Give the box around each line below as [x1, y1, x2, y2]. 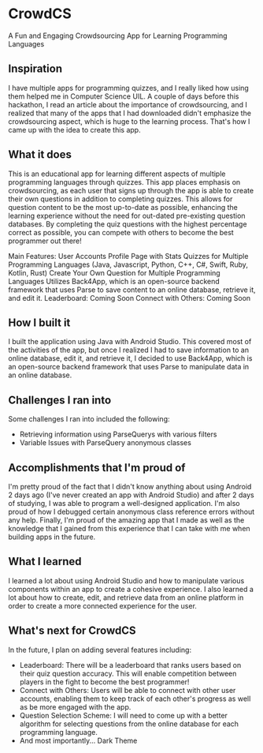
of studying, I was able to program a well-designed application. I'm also [8, 499, 240, 508]
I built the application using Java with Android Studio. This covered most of [8, 337, 252, 347]
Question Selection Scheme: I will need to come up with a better [19, 710, 228, 720]
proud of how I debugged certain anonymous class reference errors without [8, 507, 255, 516]
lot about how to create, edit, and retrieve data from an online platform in [8, 593, 244, 602]
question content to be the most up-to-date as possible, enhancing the [8, 202, 239, 212]
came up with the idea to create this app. [8, 125, 141, 134]
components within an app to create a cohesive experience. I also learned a [8, 584, 254, 594]
